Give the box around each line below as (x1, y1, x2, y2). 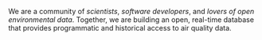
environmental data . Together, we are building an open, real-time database (8, 15, 255, 24)
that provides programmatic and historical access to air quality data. (8, 24, 233, 32)
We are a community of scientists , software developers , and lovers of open (8, 7, 255, 16)
